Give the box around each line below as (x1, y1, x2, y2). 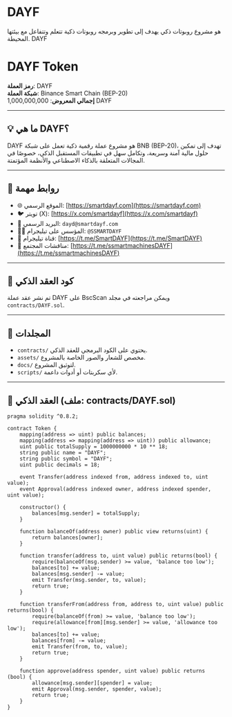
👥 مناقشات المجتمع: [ (17, 241, 73, 249)
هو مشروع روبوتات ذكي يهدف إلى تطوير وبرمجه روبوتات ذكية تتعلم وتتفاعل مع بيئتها (7, 27, 221, 35)
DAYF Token (7, 59, 79, 75)
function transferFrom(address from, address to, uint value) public (19, 601, 224, 608)
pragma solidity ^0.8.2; (7, 413, 79, 420)
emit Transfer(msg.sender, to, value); (32, 576, 147, 583)
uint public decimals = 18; (19, 461, 100, 468)
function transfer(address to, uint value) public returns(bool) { (19, 552, 217, 559)
